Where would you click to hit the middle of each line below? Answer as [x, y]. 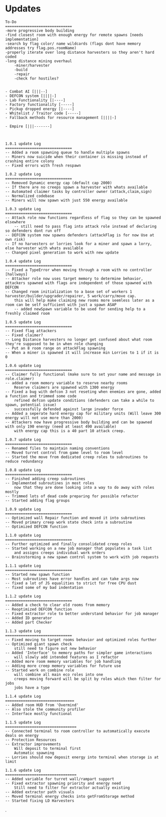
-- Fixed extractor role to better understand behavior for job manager [82, 614]
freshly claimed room [28, 313]
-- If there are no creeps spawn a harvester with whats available [77, 187]
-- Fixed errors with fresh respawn [43, 165]
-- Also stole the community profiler [45, 709]
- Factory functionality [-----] [40, 104]
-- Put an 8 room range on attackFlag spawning [55, 348]
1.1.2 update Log [23, 596]
